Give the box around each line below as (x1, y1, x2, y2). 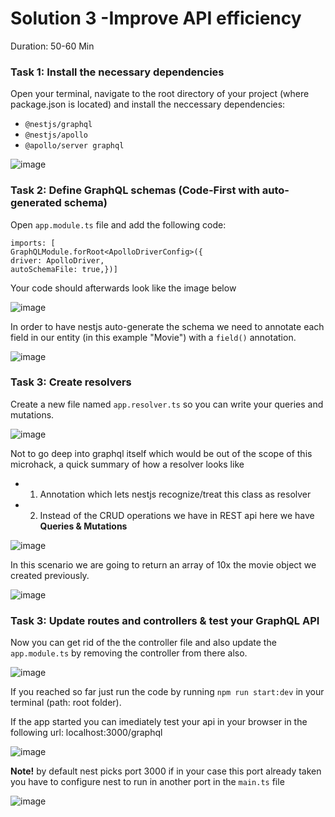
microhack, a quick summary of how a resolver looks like (10, 458, 245, 470)
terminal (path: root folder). (10, 697, 122, 709)
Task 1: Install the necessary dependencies (10, 65, 225, 79)
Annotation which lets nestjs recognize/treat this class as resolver (39, 488, 312, 500)
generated (10, 196, 62, 210)
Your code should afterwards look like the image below (10, 282, 237, 294)
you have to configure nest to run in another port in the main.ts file (10, 776, 285, 788)
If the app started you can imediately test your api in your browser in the (10, 716, 308, 728)
